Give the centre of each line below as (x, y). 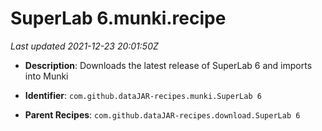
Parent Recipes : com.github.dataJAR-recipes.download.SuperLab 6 (162, 114)
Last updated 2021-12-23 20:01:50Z (84, 46)
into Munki (46, 76)
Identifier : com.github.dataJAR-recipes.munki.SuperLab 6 (143, 95)
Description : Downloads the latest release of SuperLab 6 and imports (168, 65)
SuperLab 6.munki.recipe (118, 18)
